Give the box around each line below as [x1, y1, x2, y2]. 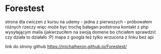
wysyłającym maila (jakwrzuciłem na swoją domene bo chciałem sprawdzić [5, 29, 157, 35]
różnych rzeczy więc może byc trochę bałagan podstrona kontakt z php [5, 24, 149, 29]
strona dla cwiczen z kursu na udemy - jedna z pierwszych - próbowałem [5, 19, 152, 25]
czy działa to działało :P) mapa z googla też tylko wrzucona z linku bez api [5, 34, 154, 40]
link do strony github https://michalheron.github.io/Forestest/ [5, 43, 127, 49]
